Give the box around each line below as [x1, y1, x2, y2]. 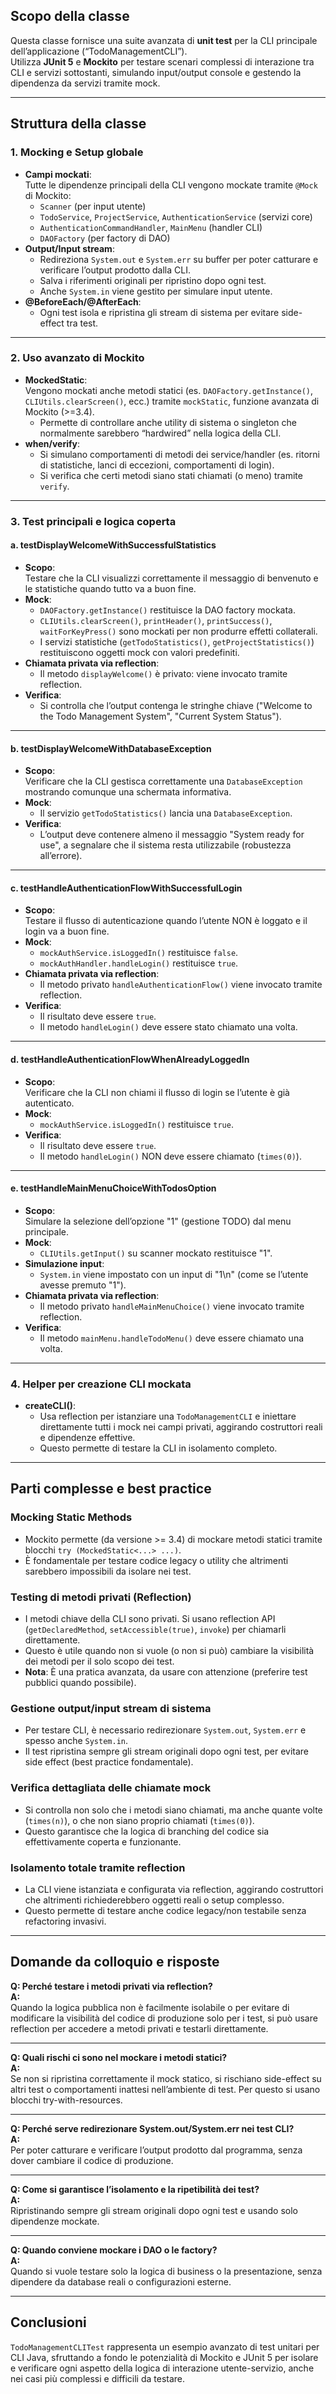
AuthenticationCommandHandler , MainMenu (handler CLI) [39, 221, 263, 233]
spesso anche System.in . [24, 1735, 129, 1747]
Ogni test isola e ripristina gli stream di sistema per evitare [39, 306, 280, 318]
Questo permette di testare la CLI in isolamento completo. [39, 1442, 278, 1454]
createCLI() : [24, 1400, 77, 1412]
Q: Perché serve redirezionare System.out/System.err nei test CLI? [10, 2122, 295, 2134]
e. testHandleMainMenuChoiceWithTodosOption [10, 1182, 217, 1194]
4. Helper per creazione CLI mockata [10, 1377, 192, 1391]
